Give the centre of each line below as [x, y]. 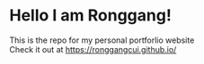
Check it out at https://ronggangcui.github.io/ [93, 49]
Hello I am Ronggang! [91, 16]
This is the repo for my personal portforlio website [102, 40]
